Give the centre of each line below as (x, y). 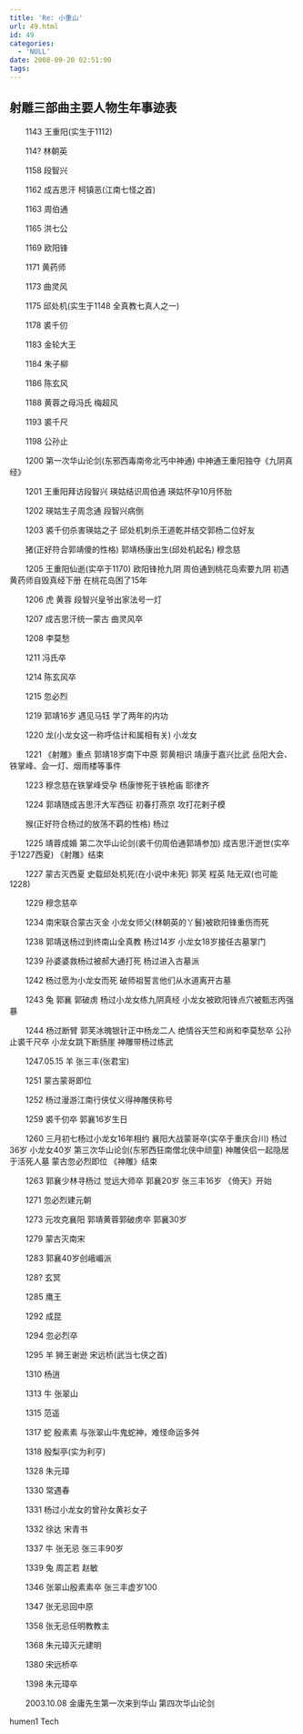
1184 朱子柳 (47, 363)
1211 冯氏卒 (45, 658)
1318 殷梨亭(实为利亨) (66, 1451)
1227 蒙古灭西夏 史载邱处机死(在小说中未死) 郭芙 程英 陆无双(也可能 (151, 873)
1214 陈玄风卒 (50, 677)
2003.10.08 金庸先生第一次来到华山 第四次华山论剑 (120, 1703)
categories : (32, 43)
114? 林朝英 (46, 150)
